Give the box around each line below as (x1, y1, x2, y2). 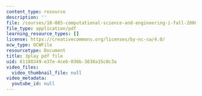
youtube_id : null (11, 81, 55, 87)
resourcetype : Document (6, 48, 66, 54)
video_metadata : (6, 75, 47, 81)
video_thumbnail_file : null (11, 70, 82, 76)
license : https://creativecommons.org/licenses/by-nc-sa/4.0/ (6, 36, 165, 42)
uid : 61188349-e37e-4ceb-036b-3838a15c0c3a (6, 58, 117, 64)
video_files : (6, 64, 39, 70)
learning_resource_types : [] (6, 31, 79, 37)
